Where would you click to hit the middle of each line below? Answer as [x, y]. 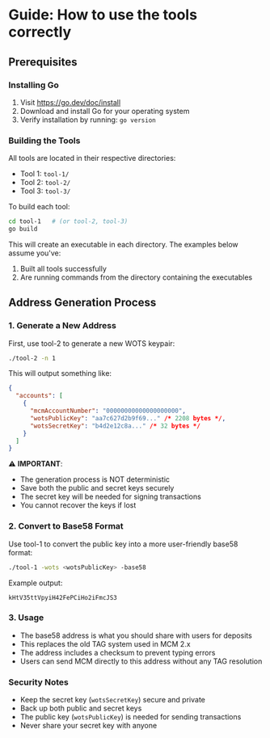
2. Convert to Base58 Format [66, 526]
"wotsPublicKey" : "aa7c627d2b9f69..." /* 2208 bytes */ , [128, 418]
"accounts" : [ [39, 396]
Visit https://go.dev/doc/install [70, 102]
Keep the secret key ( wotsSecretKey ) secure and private [113, 700]
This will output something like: [60, 373]
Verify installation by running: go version [88, 120]
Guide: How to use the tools [103, 15]
